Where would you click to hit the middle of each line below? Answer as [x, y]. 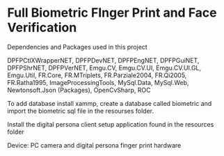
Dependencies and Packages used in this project [77, 47]
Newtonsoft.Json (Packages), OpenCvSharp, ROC [79, 90]
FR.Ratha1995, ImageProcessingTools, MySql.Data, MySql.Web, [98, 82]
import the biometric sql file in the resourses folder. [81, 111]
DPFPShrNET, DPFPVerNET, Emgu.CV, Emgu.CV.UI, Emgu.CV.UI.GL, [104, 68]
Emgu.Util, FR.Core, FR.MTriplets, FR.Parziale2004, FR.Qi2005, [97, 75]
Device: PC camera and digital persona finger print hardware [94, 145]
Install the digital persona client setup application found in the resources [111, 124]
